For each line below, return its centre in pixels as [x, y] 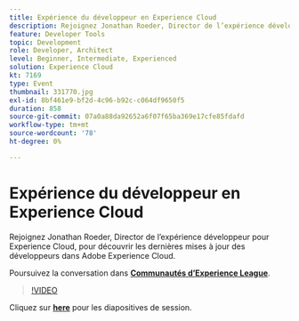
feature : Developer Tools [57, 34]
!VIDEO [44, 290]
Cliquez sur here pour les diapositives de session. [101, 307]
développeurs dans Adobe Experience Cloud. [93, 255]
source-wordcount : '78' [53, 133]
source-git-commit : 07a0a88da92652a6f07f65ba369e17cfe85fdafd [127, 116]
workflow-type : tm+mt [49, 125]
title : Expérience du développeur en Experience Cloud [113, 17]
